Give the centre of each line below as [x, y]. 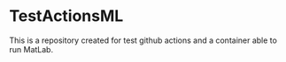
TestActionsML [66, 16]
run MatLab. [31, 49]
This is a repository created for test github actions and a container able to [143, 40]
